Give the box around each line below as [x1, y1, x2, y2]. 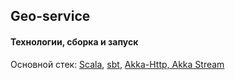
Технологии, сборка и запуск [10, 35, 139, 48]
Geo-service [10, 8, 91, 25]
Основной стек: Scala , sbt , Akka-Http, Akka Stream [10, 58, 225, 70]
